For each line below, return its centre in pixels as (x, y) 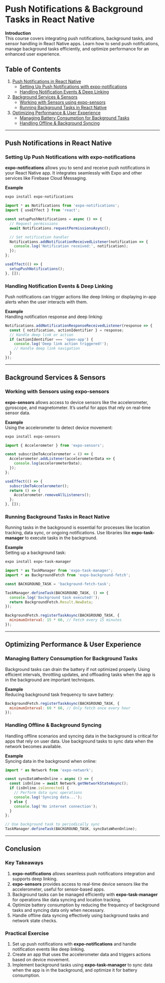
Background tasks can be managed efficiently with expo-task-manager (85, 894)
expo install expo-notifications (39, 197)
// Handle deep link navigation (47, 348)
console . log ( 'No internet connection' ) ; (56, 806)
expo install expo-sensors (33, 436)
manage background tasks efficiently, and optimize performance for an (77, 49)
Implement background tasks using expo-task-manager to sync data (82, 965)
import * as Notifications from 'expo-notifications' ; (62, 206)
